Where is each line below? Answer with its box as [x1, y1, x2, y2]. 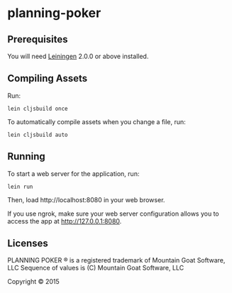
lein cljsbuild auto [7, 131, 69, 138]
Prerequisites [7, 33, 68, 45]
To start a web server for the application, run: [7, 169, 140, 178]
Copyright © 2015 [7, 277, 60, 286]
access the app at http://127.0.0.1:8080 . [7, 216, 122, 225]
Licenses [7, 238, 48, 250]
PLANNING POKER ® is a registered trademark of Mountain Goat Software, [7, 256, 226, 265]
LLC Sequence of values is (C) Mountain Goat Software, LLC [7, 264, 184, 272]
